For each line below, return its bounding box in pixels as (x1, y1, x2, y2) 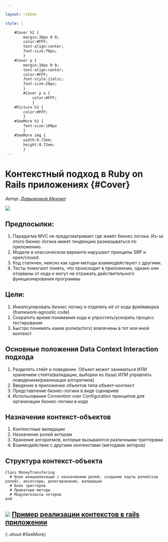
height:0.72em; (23, 142, 55, 147)
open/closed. (12, 254, 40, 260)
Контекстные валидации (12, 426, 65, 432)
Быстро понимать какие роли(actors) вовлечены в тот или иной (12, 325, 149, 331)
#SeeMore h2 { (14, 119, 44, 124)
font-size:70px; (23, 49, 57, 54)
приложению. (12, 244, 42, 249)
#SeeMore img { (14, 133, 46, 138)
